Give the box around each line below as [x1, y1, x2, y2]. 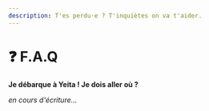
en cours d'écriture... [8, 95, 78, 105]
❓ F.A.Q [8, 47, 58, 65]
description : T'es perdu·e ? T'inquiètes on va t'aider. [8, 11, 203, 20]
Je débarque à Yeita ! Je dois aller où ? [8, 79, 139, 89]
